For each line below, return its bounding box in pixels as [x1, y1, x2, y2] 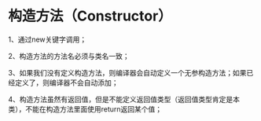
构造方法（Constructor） [8, 7, 173, 25]
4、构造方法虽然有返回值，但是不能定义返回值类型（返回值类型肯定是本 [8, 94, 241, 104]
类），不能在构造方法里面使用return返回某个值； [8, 104, 163, 114]
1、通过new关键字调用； [8, 35, 87, 44]
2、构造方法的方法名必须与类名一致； [8, 51, 130, 60]
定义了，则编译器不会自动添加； [14, 78, 119, 87]
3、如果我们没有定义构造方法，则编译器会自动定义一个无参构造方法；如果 [8, 68, 247, 77]
